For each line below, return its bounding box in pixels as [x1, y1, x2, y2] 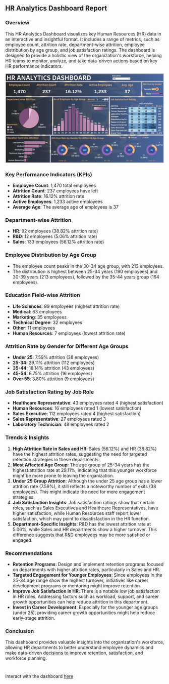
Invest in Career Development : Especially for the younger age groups [12, 605, 158, 611]
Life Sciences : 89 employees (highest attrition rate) [12, 303, 120, 309]
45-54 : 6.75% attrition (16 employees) [12, 371, 92, 377]
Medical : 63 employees [12, 308, 62, 314]
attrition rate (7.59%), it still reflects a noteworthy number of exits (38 [12, 483, 156, 489]
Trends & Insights [5, 434, 49, 441]
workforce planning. [5, 655, 47, 661]
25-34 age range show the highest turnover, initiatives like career [12, 577, 149, 584]
